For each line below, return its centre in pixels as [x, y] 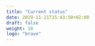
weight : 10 [20, 28]
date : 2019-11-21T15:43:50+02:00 [48, 17]
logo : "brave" [24, 34]
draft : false [22, 23]
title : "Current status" [37, 12]
